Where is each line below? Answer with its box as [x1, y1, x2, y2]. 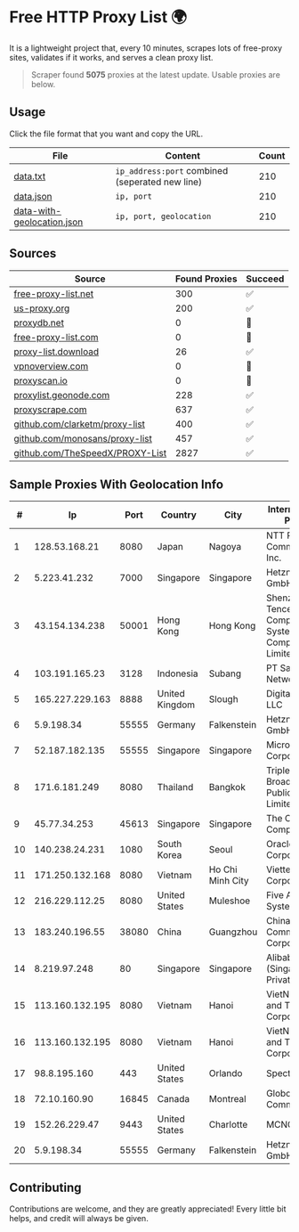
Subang [208, 667, 242, 680]
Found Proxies [174, 273, 238, 285]
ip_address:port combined [115, 164, 229, 176]
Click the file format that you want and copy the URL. [9, 128, 203, 139]
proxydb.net [13, 316, 65, 329]
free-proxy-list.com [13, 330, 100, 343]
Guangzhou [208, 926, 258, 938]
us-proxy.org [13, 302, 70, 314]
